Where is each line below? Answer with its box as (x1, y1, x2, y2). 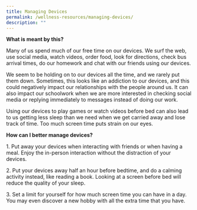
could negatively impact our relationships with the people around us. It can (6, 84, 188, 91)
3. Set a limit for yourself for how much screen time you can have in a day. (6, 191, 187, 198)
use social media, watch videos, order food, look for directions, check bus (6, 54, 187, 61)
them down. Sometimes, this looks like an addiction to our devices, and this (6, 77, 190, 84)
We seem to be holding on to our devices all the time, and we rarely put (6, 71, 180, 78)
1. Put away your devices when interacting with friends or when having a (6, 143, 183, 150)
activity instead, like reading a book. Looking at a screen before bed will (6, 173, 182, 181)
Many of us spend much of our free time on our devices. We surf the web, (6, 47, 187, 54)
